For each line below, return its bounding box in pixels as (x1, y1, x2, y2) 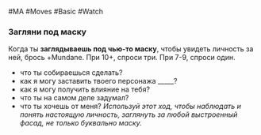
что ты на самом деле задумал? (19, 93, 129, 103)
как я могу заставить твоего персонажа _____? (19, 77, 178, 86)
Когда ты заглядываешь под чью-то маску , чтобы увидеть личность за (8, 44, 254, 54)
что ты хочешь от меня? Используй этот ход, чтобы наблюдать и (19, 102, 242, 111)
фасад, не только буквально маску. (19, 118, 143, 128)
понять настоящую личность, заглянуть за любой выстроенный (19, 110, 238, 119)
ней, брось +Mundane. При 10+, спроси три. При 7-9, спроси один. (8, 53, 236, 62)
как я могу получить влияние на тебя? (19, 84, 151, 94)
